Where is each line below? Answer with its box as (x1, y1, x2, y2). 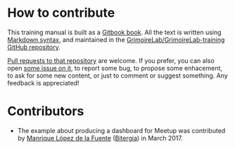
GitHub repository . (7, 43, 61, 51)
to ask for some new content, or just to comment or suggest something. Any (7, 71, 229, 80)
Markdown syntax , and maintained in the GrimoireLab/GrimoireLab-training (7, 35, 225, 43)
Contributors (7, 104, 84, 120)
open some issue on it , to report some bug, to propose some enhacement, (7, 64, 223, 72)
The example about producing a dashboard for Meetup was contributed (17, 126, 226, 134)
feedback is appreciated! (7, 78, 80, 87)
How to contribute (7, 5, 115, 21)
